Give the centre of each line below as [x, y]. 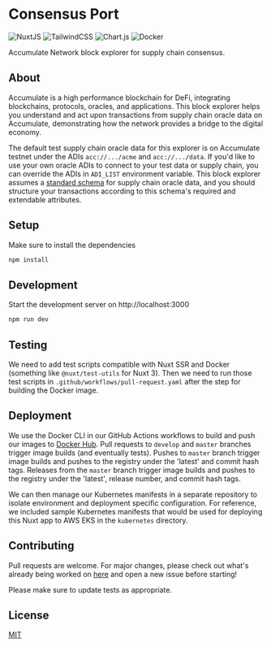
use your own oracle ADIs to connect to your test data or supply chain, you [133, 165]
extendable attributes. [45, 199]
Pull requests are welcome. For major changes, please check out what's [129, 565]
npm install [28, 260]
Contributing [41, 546]
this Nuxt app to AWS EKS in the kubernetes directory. [98, 520]
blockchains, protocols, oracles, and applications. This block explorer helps [134, 106]
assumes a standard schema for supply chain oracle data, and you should [132, 182]
